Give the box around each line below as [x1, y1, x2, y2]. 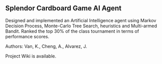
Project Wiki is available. [5, 53, 57, 59]
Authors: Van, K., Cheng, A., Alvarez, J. [5, 43, 88, 49]
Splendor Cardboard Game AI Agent [5, 4, 122, 13]
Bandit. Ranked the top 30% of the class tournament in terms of [5, 28, 139, 34]
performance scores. [5, 33, 49, 39]
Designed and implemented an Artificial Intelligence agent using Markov [5, 17, 156, 23]
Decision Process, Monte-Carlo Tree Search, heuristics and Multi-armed [5, 23, 157, 29]
